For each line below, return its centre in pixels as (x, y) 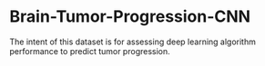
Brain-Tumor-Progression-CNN (130, 17)
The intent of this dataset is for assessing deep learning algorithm (133, 42)
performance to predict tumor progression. (90, 51)
